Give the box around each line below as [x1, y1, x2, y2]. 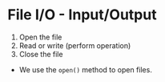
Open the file [18, 32, 62, 42]
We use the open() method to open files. [18, 64, 153, 74]
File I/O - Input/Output [7, 6, 157, 24]
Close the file [18, 49, 63, 59]
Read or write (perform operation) [18, 40, 131, 50]
